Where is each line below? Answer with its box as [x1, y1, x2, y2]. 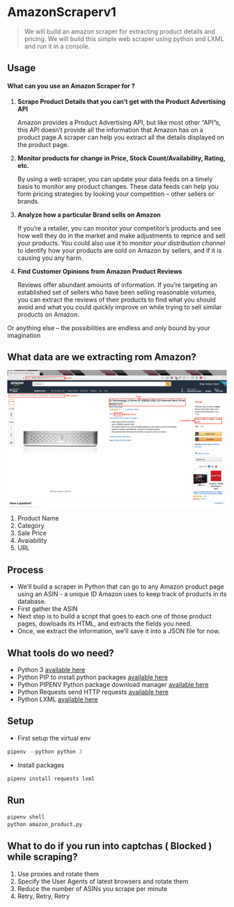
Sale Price [17, 529, 47, 537]
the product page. [17, 140, 70, 148]
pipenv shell [7, 814, 45, 821]
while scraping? [7, 851, 78, 863]
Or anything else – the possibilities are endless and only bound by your [7, 323, 210, 332]
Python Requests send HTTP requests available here [17, 688, 169, 696]
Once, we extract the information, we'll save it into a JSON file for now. [17, 627, 221, 635]
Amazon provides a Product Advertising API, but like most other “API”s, [17, 118, 221, 126]
